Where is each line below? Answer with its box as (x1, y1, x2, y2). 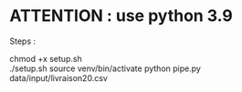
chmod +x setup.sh (9, 53, 82, 64)
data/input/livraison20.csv (9, 72, 108, 83)
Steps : (9, 36, 37, 46)
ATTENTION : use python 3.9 (9, 5, 233, 26)
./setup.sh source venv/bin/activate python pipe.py (9, 63, 201, 74)
